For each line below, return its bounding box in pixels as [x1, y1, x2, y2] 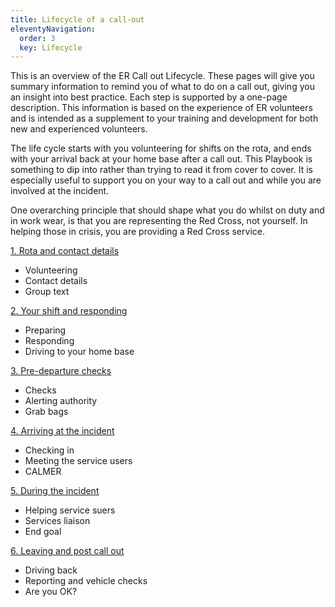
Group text [24, 286, 70, 298]
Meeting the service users [24, 455, 133, 467]
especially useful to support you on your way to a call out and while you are [10, 174, 322, 186]
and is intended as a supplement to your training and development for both [10, 112, 319, 125]
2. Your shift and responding [10, 305, 128, 317]
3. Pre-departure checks [10, 365, 112, 377]
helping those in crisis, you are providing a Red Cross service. [10, 226, 265, 238]
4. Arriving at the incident [10, 425, 115, 437]
